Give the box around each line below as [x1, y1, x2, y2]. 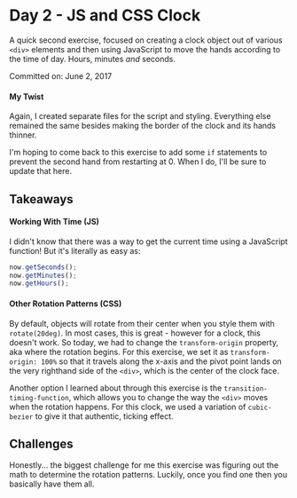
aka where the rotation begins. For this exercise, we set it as [9, 346, 229, 357]
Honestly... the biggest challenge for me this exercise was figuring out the [9, 460, 279, 470]
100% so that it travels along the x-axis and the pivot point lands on [41, 356, 282, 367]
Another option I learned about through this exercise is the [9, 383, 223, 393]
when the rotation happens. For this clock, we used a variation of [9, 401, 246, 412]
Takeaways [9, 192, 74, 207]
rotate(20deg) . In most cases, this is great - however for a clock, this [9, 328, 262, 338]
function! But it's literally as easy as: [9, 245, 141, 256]
